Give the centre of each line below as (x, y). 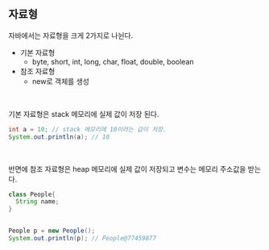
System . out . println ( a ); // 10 (59, 137)
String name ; (37, 202)
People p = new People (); (52, 231)
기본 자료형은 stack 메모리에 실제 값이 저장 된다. (84, 114)
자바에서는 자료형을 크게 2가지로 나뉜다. (71, 35)
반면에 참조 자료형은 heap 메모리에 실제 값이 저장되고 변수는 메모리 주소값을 (127, 169)
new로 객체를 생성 (61, 81)
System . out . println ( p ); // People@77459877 (83, 239)
